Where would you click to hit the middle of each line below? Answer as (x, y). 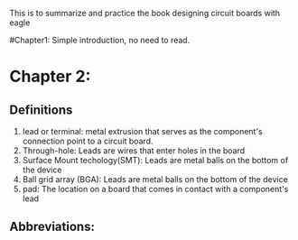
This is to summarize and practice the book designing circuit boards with (145, 13)
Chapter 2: (50, 77)
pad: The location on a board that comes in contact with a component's (155, 189)
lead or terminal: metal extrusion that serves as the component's (143, 131)
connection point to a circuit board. (88, 141)
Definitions (41, 110)
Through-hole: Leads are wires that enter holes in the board (134, 151)
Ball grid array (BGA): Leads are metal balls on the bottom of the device (155, 179)
